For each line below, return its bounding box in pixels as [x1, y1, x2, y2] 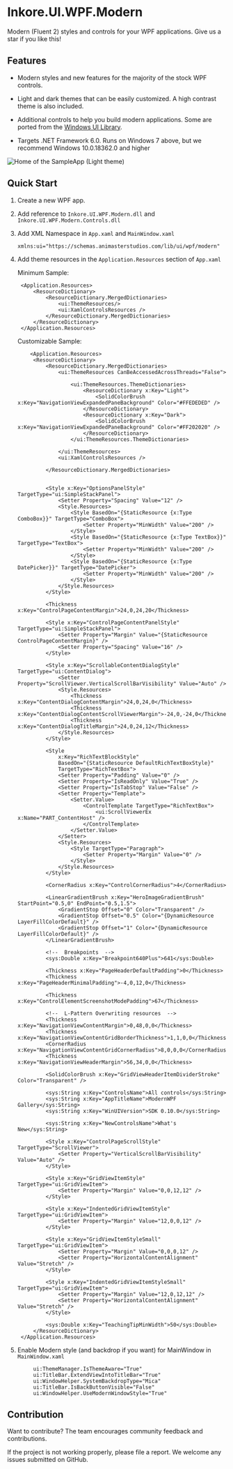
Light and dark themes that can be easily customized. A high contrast [17, 94, 217, 103]
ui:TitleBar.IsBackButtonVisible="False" [33, 1383, 155, 1391]
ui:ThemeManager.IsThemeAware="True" [33, 1365, 143, 1372]
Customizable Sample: [17, 336, 82, 345]
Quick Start [7, 177, 58, 189]
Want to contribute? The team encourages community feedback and [7, 1427, 203, 1436]
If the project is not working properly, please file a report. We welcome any [7, 1448, 221, 1456]
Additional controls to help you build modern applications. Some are [17, 115, 212, 124]
